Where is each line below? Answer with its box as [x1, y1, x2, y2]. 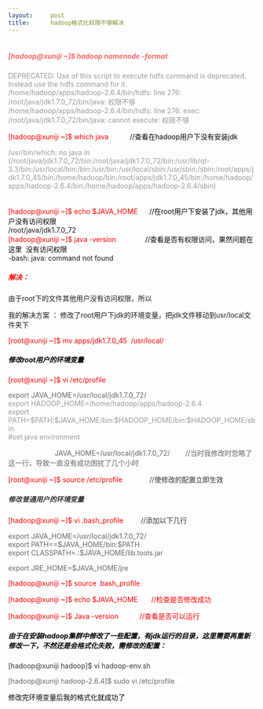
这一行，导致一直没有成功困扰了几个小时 [8, 458, 139, 468]
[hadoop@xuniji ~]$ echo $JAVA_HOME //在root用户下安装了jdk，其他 [8, 207, 246, 216]
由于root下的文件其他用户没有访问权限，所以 [8, 294, 152, 303]
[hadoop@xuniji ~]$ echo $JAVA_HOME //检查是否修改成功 [8, 594, 212, 604]
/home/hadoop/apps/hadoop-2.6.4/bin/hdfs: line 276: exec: [8, 106, 202, 116]
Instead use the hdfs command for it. [8, 79, 128, 89]
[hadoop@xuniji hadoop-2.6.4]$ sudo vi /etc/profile [8, 676, 175, 685]
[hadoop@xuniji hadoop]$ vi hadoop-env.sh [8, 661, 151, 670]
